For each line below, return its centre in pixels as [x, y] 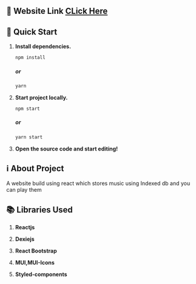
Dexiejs [25, 239]
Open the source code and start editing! [66, 149]
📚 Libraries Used [39, 210]
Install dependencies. [43, 47]
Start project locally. [41, 97]
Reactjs [25, 228]
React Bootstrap [36, 251]
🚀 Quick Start [32, 32]
